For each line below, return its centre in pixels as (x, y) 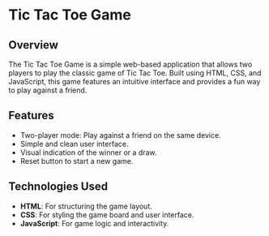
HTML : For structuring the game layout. (86, 206)
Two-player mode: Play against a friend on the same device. (120, 135)
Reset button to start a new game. (77, 161)
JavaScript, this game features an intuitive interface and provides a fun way (134, 82)
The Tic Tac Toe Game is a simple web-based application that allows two (130, 64)
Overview (34, 45)
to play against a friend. (48, 90)
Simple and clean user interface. (74, 144)
